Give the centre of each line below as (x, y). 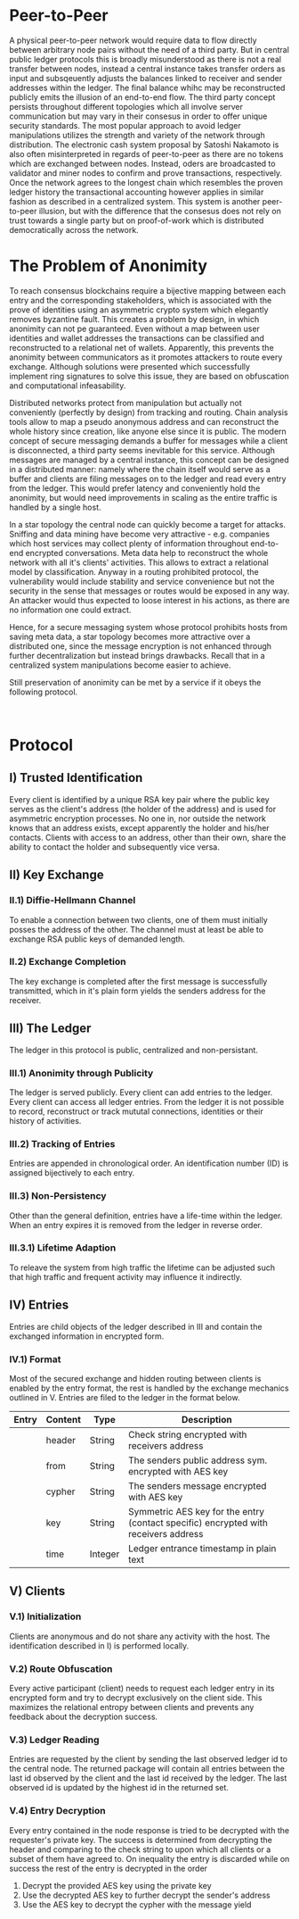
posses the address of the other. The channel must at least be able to (137, 929)
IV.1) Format (35, 1359)
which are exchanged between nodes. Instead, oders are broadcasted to (142, 163)
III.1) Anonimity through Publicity (81, 1073)
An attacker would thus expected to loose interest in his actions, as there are (149, 600)
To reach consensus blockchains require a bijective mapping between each (148, 290)
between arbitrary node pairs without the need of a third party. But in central (149, 49)
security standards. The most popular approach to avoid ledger (125, 125)
